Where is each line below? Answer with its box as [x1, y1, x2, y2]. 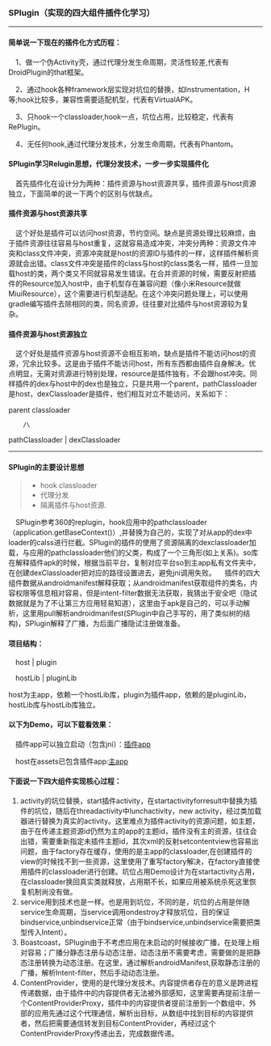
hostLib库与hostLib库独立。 [8, 700, 101, 709]
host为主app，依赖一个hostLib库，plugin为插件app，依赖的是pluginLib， [8, 689, 252, 699]
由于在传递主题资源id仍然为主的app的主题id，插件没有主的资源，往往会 [19, 826, 257, 836]
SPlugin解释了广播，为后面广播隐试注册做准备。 [25, 619, 185, 629]
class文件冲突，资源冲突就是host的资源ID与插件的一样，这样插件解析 [22, 248, 252, 258]
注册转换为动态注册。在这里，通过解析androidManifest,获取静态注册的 [27, 957, 261, 968]
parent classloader [8, 405, 71, 415]
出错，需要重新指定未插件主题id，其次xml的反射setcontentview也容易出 [19, 836, 260, 846]
